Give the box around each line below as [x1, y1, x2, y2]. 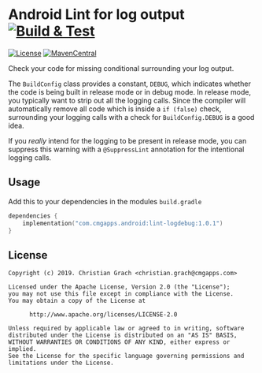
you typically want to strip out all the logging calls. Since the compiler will [8, 95, 246, 105]
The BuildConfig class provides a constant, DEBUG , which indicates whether [8, 79, 252, 88]
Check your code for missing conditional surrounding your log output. [8, 63, 234, 73]
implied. [8, 345, 37, 353]
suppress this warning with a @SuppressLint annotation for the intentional [8, 144, 245, 154]
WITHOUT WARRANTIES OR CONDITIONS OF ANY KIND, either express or [8, 338, 231, 346]
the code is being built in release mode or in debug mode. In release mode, [8, 87, 252, 96]
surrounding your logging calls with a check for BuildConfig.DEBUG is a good [8, 112, 255, 121]
